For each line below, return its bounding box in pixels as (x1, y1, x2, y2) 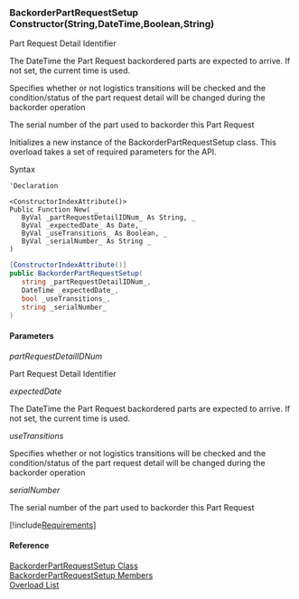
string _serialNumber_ (21, 303, 107, 312)
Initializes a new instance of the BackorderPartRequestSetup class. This (9, 137, 277, 148)
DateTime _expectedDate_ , (21, 285, 119, 295)
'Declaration (9, 182, 59, 191)
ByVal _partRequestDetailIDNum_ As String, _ (21, 213, 196, 222)
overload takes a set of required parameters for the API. (9, 146, 217, 157)
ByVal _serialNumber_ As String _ (21, 237, 152, 246)
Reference (9, 540, 50, 551)
